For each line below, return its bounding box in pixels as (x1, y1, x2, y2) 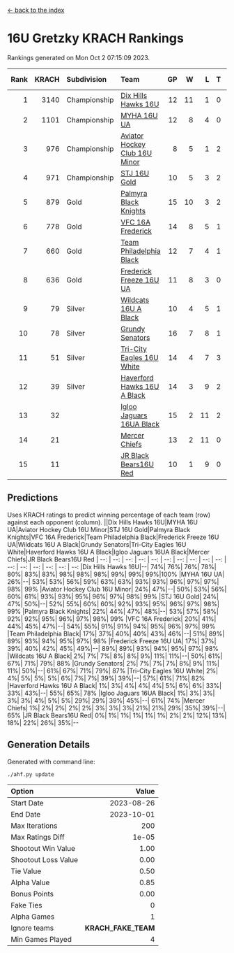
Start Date (10, 798, 44, 808)
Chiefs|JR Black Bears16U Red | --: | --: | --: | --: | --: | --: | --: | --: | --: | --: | (7, 555, 227, 564)
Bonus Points (10, 889, 54, 898)
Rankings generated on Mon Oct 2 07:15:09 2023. (7, 53, 150, 62)
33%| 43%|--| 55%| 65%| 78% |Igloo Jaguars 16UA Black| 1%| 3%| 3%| (7, 689, 215, 697)
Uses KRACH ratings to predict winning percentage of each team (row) (7, 510, 211, 519)
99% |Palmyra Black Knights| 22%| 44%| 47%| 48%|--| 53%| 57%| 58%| (7, 607, 219, 615)
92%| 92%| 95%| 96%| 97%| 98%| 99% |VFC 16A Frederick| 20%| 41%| (7, 615, 217, 623)
